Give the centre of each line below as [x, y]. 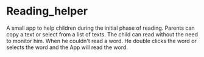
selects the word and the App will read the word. [67, 47]
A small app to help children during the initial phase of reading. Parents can [100, 28]
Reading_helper [47, 11]
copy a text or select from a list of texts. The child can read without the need [102, 34]
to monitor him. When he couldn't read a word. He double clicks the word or [101, 41]
